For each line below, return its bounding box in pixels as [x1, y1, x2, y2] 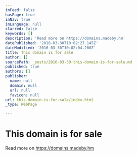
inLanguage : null [5, 21, 42, 27]
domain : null [10, 83, 37, 88]
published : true [5, 64, 39, 69]
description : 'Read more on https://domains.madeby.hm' [5, 36, 125, 41]
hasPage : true [5, 12, 35, 17]
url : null [10, 87, 30, 93]
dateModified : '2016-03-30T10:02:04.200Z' [5, 45, 96, 50]
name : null [10, 78, 33, 83]
